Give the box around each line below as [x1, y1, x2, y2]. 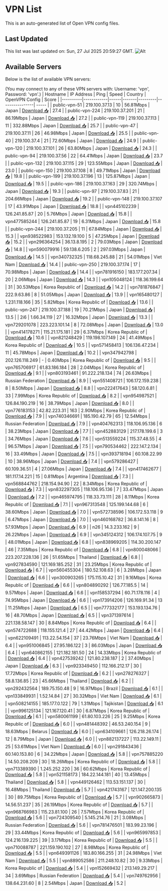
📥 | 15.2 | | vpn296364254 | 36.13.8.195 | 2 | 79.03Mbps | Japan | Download [5, 239, 163, 245]
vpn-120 [5, 145, 23, 151]
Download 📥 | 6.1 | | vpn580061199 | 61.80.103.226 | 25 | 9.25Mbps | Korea [5, 713, 160, 719]
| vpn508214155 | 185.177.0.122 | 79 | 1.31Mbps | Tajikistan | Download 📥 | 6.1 [5, 700, 163, 707]
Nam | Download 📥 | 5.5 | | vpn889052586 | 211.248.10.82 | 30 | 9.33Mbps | [5, 857, 163, 863]
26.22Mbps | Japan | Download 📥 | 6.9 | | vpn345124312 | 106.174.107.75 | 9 [5, 531, 162, 537]
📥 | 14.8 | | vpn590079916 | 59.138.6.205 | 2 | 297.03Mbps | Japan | [5, 246, 145, 252]
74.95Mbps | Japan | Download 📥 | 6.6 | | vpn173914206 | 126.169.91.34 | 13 [5, 597, 163, 603]
